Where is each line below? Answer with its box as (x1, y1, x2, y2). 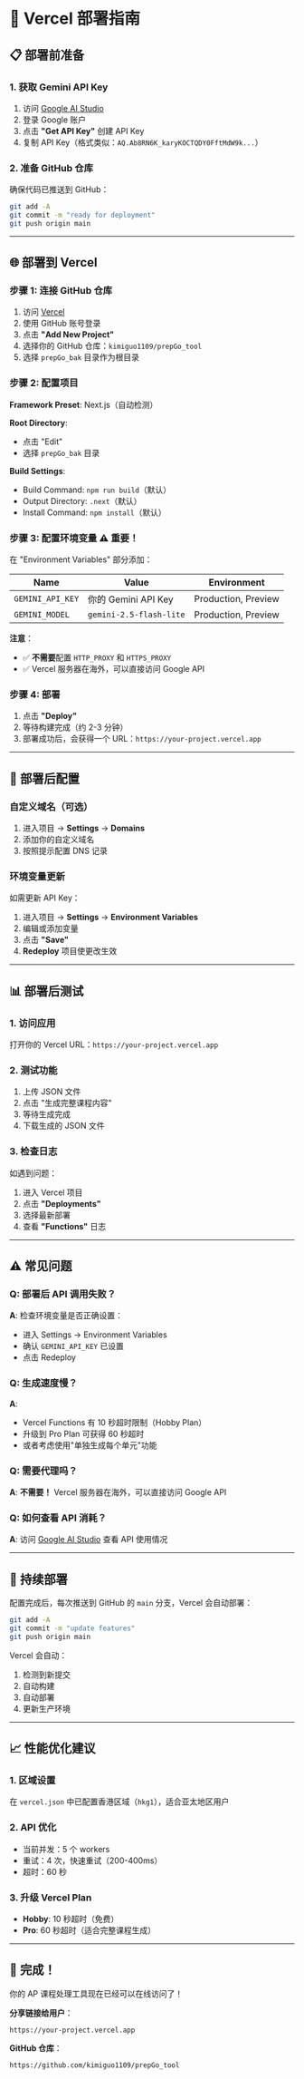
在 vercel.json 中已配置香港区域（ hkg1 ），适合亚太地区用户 (9, 1796, 230, 1807)
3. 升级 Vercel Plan (9, 1891, 92, 1904)
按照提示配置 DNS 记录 (22, 845, 109, 857)
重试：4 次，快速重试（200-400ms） (22, 1855, 163, 1866)
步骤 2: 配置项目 (9, 377, 79, 390)
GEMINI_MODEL (14, 609, 71, 620)
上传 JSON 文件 (22, 1086, 81, 1097)
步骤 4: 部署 (9, 688, 61, 701)
